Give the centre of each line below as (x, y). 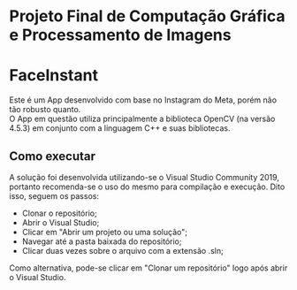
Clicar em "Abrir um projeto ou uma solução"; (105, 232)
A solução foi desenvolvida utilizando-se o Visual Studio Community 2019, (145, 177)
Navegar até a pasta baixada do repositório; (102, 241)
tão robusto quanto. (45, 110)
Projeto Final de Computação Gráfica (147, 16)
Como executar (52, 156)
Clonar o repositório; (59, 213)
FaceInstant (54, 76)
